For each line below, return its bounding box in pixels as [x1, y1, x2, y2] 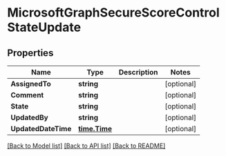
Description [118, 68, 158, 77]
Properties [7, 47, 54, 59]
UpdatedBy [10, 113, 48, 122]
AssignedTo [10, 79, 51, 88]
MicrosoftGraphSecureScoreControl [7, 5, 220, 21]
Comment [10, 90, 44, 99]
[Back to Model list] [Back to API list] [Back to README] [7, 142, 166, 150]
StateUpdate [7, 19, 82, 35]
